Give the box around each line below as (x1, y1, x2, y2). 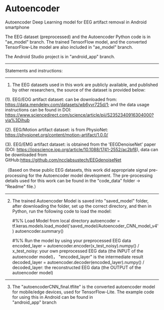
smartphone (5, 24, 30, 30)
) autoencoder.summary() (12, 228, 64, 234)
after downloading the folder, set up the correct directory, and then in (12, 203, 152, 209)
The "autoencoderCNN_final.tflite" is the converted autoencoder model (12, 284, 155, 289)
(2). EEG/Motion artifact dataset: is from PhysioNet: (5, 127, 108, 133)
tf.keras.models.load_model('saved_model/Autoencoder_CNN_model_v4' (12, 223, 159, 229)
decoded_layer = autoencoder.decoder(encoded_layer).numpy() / (12, 259, 144, 265)
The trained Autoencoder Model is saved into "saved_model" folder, (12, 198, 149, 203)
